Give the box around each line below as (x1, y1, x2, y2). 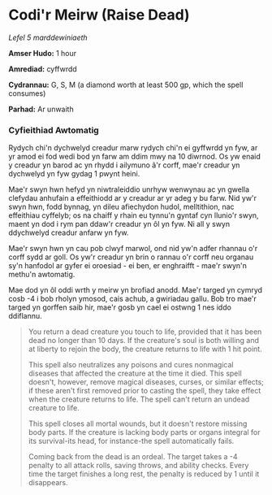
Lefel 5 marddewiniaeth (8, 33, 88, 42)
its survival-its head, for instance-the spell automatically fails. (28, 436, 235, 446)
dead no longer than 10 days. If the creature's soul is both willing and (28, 336, 260, 345)
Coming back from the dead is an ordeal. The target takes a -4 (28, 452, 238, 462)
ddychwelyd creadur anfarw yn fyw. (8, 228, 129, 237)
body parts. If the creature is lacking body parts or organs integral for (28, 428, 261, 437)
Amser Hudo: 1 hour (8, 48, 77, 58)
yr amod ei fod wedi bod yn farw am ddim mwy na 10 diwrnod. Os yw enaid (8, 152, 261, 162)
